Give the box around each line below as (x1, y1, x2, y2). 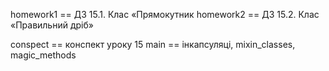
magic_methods (10, 49, 77, 61)
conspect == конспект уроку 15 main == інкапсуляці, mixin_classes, (10, 39, 296, 50)
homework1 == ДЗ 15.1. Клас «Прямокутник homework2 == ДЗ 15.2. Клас (10, 9, 320, 20)
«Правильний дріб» (10, 19, 94, 31)
